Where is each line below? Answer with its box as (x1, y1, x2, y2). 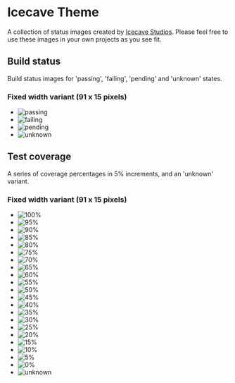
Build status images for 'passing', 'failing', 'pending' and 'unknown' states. (7, 74, 223, 83)
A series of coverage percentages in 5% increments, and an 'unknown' (7, 169, 213, 178)
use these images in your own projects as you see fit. (7, 35, 162, 43)
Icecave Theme (7, 4, 100, 20)
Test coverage (7, 151, 72, 163)
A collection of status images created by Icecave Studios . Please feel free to (7, 28, 229, 36)
